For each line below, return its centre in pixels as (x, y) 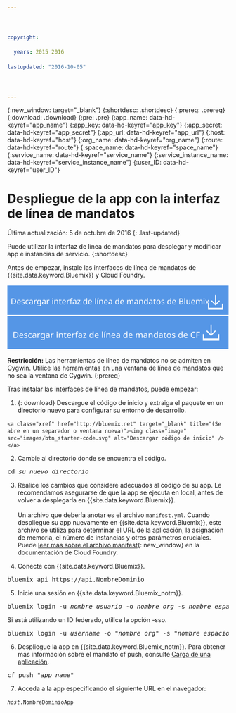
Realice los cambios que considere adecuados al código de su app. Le (119, 485)
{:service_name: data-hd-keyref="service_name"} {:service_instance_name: (118, 155)
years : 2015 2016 (39, 52)
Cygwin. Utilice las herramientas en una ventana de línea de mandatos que (116, 368)
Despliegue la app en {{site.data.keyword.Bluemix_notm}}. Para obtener (122, 647)
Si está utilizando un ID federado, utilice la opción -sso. (87, 620)
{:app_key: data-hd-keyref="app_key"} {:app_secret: (146, 125)
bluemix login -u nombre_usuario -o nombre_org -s (96, 607)
